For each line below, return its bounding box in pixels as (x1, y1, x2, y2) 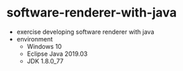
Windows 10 (26, 42, 62, 50)
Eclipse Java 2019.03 (26, 50, 88, 58)
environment (16, 34, 53, 43)
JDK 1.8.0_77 (26, 57, 64, 65)
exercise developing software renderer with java (16, 28, 155, 36)
